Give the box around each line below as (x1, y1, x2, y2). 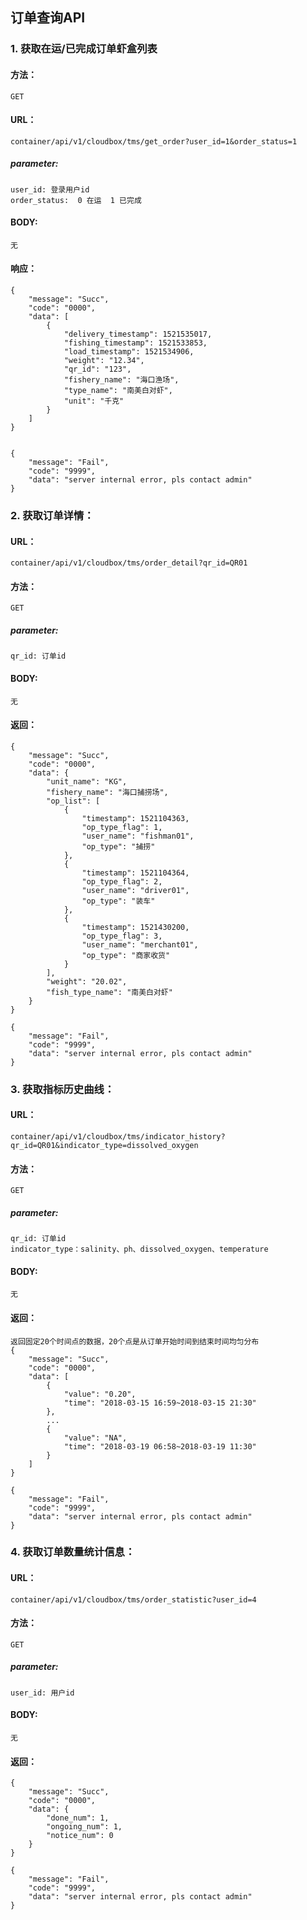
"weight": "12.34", (63, 356, 145, 366)
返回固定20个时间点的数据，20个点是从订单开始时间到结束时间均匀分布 (10, 1336, 260, 1347)
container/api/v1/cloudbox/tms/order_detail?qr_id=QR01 (10, 558, 248, 568)
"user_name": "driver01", (81, 885, 190, 895)
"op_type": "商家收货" (81, 950, 171, 960)
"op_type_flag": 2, (81, 876, 163, 887)
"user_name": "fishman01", (81, 831, 195, 841)
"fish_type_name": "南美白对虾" (46, 987, 173, 997)
